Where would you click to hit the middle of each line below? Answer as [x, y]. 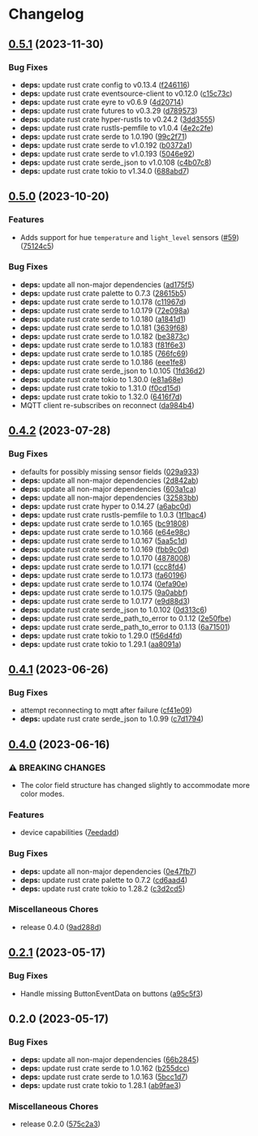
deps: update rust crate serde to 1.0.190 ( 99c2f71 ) [103, 136]
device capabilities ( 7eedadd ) [69, 833]
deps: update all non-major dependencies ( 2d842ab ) [109, 480]
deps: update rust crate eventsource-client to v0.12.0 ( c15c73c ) [126, 93]
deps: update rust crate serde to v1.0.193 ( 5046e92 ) [107, 153]
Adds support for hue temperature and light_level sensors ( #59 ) [129, 237]
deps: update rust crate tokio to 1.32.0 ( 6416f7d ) [101, 396]
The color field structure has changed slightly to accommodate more [135, 785]
